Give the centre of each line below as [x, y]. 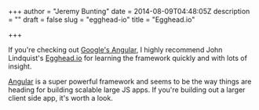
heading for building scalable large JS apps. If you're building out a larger [127, 90]
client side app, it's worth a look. [61, 98]
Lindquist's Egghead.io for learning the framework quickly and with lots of [128, 58]
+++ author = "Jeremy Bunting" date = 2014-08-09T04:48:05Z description [129, 11]
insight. [20, 66]
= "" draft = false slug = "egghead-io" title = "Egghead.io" [102, 20]
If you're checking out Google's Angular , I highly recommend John [115, 50]
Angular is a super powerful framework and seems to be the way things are [130, 82]
